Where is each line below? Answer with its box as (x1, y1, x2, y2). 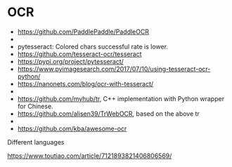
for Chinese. (17, 102, 54, 110)
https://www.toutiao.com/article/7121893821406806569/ (7, 152, 172, 160)
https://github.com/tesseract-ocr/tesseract (17, 50, 142, 58)
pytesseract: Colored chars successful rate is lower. (17, 42, 169, 51)
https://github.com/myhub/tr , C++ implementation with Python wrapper (17, 94, 225, 102)
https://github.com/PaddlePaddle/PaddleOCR (17, 27, 150, 36)
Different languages (7, 138, 65, 146)
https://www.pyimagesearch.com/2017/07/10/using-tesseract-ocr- (17, 65, 211, 73)
